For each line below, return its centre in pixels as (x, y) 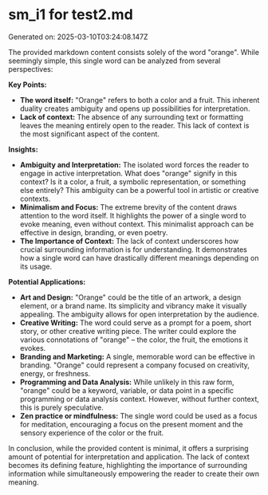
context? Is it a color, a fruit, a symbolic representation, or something (132, 182)
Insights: (23, 149)
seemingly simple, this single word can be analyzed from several (114, 61)
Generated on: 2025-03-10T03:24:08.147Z (78, 37)
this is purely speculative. (61, 407)
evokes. (33, 348)
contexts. (35, 198)
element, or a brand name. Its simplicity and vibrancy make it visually (133, 305)
